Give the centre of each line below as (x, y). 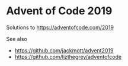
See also (17, 39)
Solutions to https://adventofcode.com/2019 (60, 27)
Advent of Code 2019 (59, 11)
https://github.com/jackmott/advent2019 (64, 50)
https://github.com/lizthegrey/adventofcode (68, 56)
